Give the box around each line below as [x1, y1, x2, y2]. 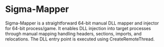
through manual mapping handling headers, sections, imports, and [5, 30, 142, 36]
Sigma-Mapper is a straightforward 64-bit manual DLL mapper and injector [5, 20, 160, 26]
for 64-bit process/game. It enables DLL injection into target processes [5, 25, 151, 31]
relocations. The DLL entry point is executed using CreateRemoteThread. [5, 36, 155, 42]
